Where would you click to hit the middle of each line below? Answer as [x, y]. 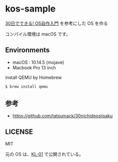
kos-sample [30, 9]
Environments [27, 50]
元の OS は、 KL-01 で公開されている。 [44, 154]
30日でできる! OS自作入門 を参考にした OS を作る [57, 23]
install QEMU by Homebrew [33, 77]
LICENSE [19, 132]
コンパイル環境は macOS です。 [38, 34]
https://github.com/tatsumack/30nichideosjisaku [62, 116]
